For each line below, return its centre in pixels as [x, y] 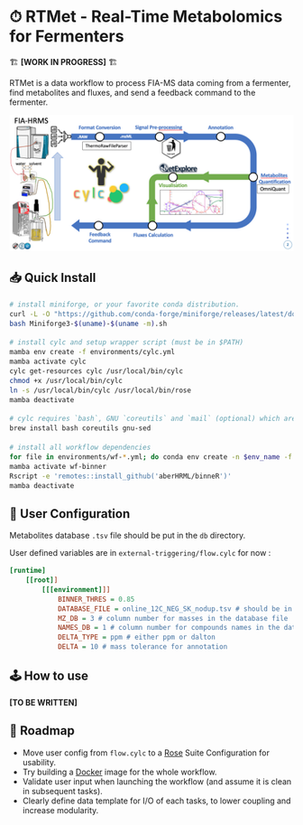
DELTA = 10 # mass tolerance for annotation [142, 647]
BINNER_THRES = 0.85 [96, 599]
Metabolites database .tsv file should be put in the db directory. [128, 536]
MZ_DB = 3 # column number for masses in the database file [173, 618]
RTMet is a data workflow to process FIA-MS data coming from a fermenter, [150, 82]
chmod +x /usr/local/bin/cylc [66, 380]
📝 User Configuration [70, 514]
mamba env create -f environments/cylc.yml [92, 352]
